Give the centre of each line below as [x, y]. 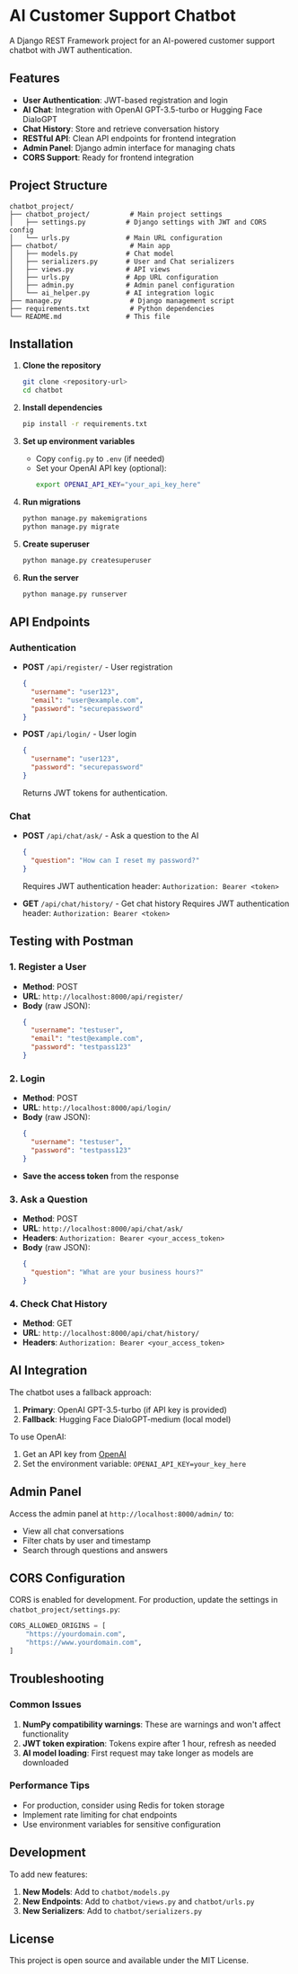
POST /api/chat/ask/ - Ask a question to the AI [110, 836]
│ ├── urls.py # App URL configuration [114, 277]
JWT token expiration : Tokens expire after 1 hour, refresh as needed [149, 1743]
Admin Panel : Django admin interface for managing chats [129, 147]
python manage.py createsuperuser [87, 560]
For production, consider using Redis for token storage [123, 1805]
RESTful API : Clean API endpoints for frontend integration [129, 138]
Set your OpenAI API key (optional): [101, 468]
